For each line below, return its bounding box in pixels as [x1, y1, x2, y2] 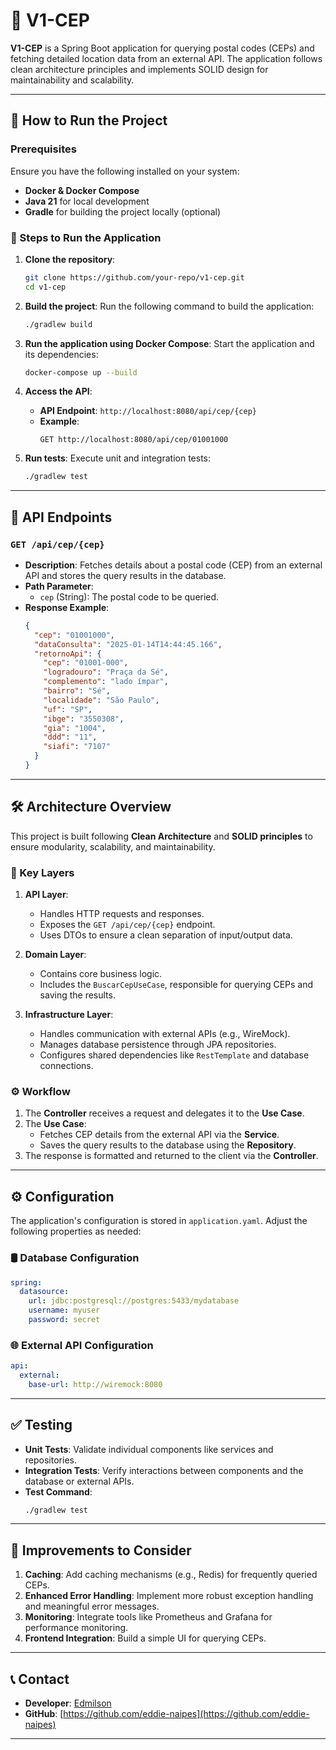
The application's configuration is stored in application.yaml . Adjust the [10, 1215, 308, 1227]
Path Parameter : [24, 580, 94, 592]
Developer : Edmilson [24, 1697, 112, 1709]
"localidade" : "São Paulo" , [43, 695, 160, 705]
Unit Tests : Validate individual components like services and [24, 1443, 274, 1455]
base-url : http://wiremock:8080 [28, 1379, 163, 1389]
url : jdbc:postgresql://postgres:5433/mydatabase [28, 1296, 240, 1306]
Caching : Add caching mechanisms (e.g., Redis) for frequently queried [24, 1569, 318, 1581]
